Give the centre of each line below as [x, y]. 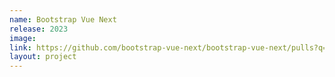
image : [23, 38]
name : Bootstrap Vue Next [63, 19]
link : [20, 47]
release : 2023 [39, 29]
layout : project [43, 57]
